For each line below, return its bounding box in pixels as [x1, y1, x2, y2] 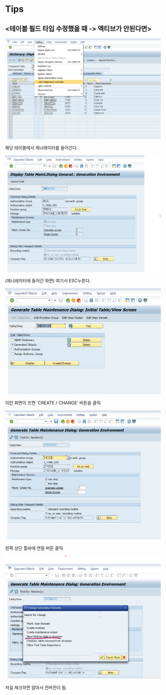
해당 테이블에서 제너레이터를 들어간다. [5, 145, 78, 151]
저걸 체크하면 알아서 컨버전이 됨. [5, 685, 68, 691]
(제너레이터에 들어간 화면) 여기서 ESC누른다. [5, 278, 91, 284]
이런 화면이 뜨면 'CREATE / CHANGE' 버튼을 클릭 [5, 400, 101, 406]
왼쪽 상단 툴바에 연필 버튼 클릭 [5, 545, 63, 551]
